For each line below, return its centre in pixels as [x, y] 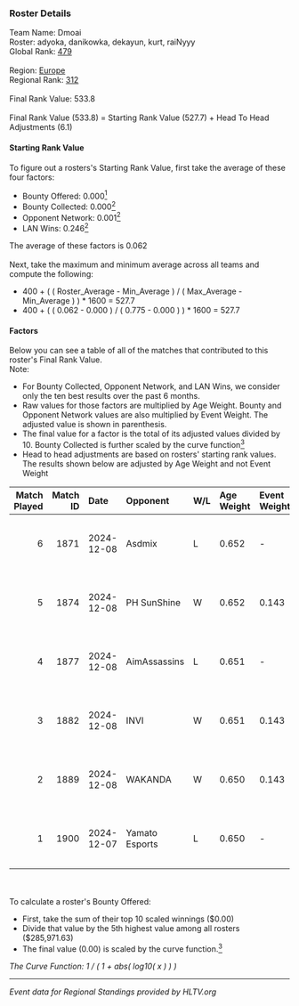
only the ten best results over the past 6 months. [111, 396]
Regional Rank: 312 [44, 80]
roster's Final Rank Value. [56, 360]
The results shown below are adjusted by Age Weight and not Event [146, 463]
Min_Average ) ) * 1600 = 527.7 [78, 301]
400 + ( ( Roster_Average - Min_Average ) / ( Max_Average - [132, 291]
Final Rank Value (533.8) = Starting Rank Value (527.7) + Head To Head [139, 118]
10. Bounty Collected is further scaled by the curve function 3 [133, 444]
